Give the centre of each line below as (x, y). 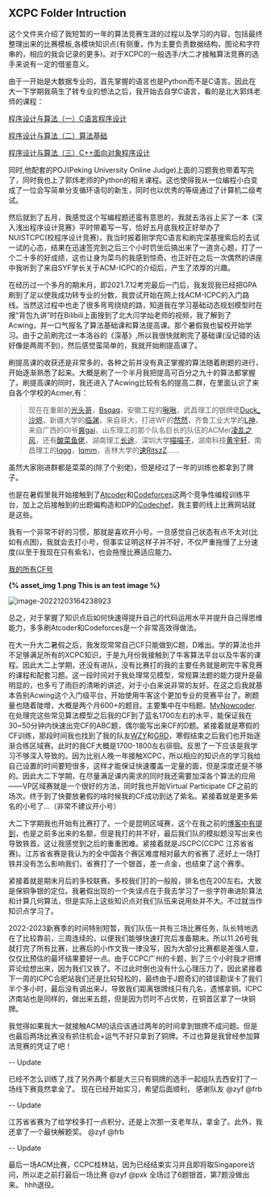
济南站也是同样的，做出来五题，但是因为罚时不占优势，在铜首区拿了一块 (128, 999)
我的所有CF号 (31, 569)
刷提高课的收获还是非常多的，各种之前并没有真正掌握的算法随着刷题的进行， (135, 362)
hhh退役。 (41, 1184)
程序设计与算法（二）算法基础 (58, 136)
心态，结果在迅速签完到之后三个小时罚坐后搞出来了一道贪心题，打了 (142, 247)
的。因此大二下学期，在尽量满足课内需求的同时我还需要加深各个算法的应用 (132, 776)
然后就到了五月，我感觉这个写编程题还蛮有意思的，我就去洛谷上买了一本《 (132, 217)
